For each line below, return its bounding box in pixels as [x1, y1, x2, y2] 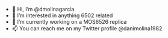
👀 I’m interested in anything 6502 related [11, 12, 113, 19]
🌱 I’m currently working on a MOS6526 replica [11, 18, 127, 25]
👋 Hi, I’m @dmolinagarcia [11, 6, 75, 12]
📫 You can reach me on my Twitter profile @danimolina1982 [11, 25, 163, 32]
